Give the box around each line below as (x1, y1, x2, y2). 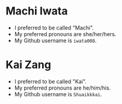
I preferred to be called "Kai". (14, 78, 87, 85)
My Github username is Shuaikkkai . (14, 90, 102, 97)
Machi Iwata (5, 4, 68, 18)
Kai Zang (5, 58, 52, 72)
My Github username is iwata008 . (14, 37, 97, 44)
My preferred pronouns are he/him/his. (14, 84, 111, 91)
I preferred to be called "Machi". (14, 24, 94, 31)
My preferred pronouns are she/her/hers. (14, 30, 117, 37)
